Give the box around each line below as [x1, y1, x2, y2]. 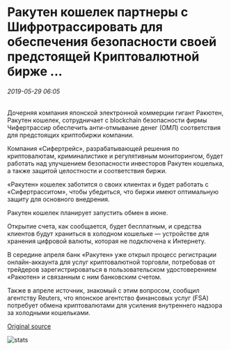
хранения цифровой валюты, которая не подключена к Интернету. [7, 237, 207, 245]
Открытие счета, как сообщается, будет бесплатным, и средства [7, 222, 202, 231]
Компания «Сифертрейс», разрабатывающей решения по [7, 145, 180, 153]
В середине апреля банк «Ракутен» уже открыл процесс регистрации [7, 251, 217, 259]
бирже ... [7, 64, 63, 80]
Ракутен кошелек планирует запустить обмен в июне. [7, 209, 168, 217]
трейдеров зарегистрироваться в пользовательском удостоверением [7, 265, 217, 274]
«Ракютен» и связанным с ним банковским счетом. [7, 273, 162, 282]
